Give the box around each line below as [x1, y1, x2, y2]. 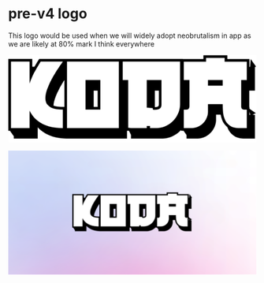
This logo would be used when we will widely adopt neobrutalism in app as [8, 31, 251, 40]
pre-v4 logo [8, 5, 88, 23]
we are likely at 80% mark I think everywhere [8, 39, 155, 48]
